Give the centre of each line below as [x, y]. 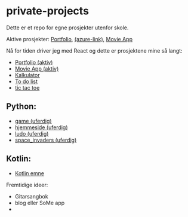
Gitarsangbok [32, 196]
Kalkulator [27, 75]
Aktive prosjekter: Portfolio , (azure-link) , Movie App [70, 39]
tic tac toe [27, 87]
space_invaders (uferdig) [46, 140]
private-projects [48, 11]
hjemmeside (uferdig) [41, 127]
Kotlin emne [30, 173]
